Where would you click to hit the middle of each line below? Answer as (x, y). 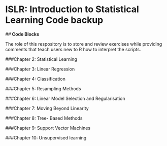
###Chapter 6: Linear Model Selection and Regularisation (65, 98)
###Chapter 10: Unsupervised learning (46, 137)
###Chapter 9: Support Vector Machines (48, 128)
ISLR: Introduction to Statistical (72, 9)
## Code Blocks (22, 34)
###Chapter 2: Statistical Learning (41, 59)
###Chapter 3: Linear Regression (40, 69)
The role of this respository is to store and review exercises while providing (84, 44)
